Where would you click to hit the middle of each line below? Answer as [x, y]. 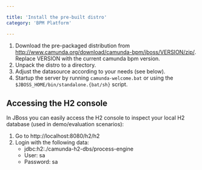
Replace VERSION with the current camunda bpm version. [88, 58]
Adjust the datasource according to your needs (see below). [90, 71]
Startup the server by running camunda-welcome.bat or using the [94, 78]
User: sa [35, 155]
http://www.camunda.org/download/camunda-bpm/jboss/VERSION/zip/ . [106, 52]
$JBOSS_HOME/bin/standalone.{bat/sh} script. [71, 84]
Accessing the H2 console [57, 103]
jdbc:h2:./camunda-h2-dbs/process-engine [79, 149]
